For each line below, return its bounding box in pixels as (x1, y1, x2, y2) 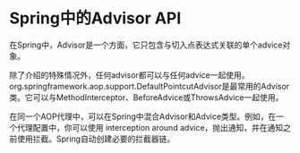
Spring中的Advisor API (9, 8, 182, 29)
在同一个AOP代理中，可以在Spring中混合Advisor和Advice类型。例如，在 (9, 111, 277, 122)
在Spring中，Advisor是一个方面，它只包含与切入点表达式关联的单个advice (9, 39, 283, 50)
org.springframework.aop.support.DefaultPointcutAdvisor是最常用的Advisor (9, 81, 290, 91)
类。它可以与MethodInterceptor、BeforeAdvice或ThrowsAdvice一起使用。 (9, 91, 284, 103)
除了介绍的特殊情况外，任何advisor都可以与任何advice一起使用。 (9, 69, 250, 81)
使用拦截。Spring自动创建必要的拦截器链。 (16, 133, 176, 144)
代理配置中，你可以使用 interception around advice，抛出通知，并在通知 (16, 122, 284, 132)
